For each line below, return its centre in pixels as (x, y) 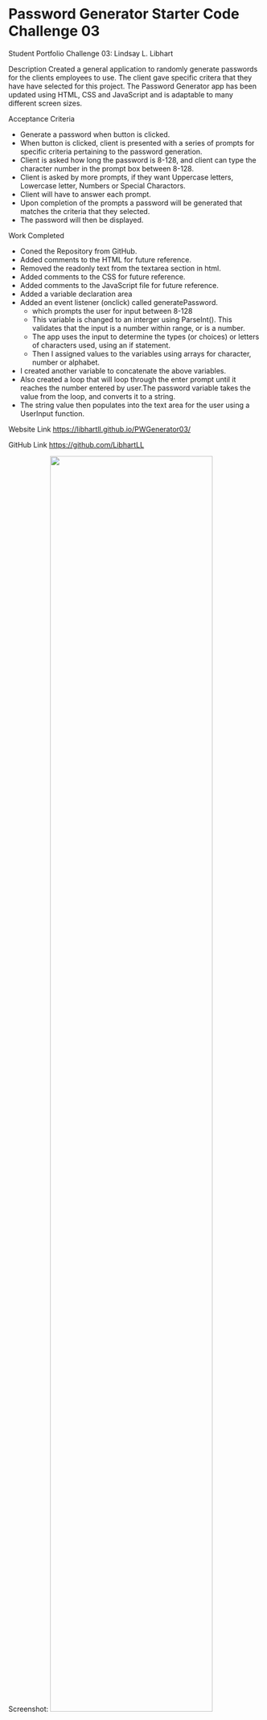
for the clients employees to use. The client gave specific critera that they (130, 77)
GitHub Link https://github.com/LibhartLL (76, 444)
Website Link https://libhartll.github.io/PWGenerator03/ (100, 429)
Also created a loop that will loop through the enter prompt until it (128, 379)
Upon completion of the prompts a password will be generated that (131, 203)
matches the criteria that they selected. (85, 211)
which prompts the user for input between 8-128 (112, 311)
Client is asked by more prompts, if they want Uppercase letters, (127, 177)
